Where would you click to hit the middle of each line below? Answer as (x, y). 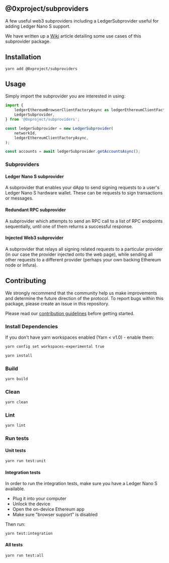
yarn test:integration (29, 534)
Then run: (15, 524)
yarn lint (16, 426)
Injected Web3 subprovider (34, 238)
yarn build (17, 379)
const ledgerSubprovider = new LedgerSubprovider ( (59, 128)
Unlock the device (31, 504)
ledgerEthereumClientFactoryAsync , (52, 138)
